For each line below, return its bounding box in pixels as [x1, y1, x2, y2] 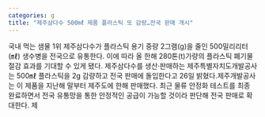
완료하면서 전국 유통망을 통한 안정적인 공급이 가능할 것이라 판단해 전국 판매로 [8, 90, 245, 100]
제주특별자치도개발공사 [187, 60, 258, 71]
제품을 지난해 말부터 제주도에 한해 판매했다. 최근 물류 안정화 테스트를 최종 [25, 80, 251, 90]
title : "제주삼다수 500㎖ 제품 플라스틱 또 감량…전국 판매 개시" [8, 19, 194, 27]
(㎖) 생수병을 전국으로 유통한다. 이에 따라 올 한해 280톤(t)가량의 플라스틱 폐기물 [8, 51, 253, 60]
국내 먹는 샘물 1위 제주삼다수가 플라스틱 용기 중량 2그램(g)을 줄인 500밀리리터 [8, 41, 248, 51]
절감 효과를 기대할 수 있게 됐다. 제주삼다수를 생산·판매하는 [8, 60, 186, 71]
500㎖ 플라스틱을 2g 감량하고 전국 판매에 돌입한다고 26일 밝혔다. [16, 71, 218, 80]
